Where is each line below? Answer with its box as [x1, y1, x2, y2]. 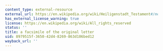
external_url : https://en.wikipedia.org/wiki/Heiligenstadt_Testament [5, 12, 151, 17]
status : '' [5, 25, 27, 30]
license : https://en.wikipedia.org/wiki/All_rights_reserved [5, 20, 131, 26]
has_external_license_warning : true [5, 16, 79, 21]
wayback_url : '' [5, 39, 38, 44]
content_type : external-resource [5, 7, 73, 12]
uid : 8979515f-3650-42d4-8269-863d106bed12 [5, 34, 95, 39]
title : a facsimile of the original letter [5, 30, 95, 34]
